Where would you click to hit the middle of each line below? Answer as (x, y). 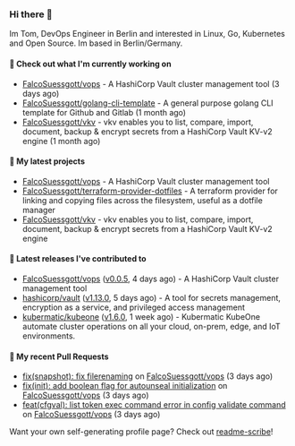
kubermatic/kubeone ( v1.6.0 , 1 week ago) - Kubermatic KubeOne (141, 316)
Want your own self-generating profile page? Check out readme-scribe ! (141, 432)
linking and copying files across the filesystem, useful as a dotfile (143, 200)
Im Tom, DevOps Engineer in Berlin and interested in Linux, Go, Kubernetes (147, 34)
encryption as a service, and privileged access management (134, 307)
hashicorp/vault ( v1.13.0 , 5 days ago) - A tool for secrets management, (152, 297)
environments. (49, 336)
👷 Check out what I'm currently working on (90, 64)
